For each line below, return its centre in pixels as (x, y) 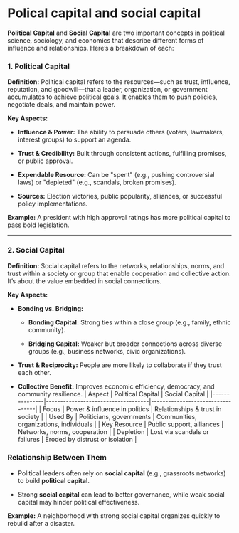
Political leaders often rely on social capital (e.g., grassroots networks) (122, 473)
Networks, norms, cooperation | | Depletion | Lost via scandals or (113, 431)
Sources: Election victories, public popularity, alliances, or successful (120, 196)
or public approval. (45, 161)
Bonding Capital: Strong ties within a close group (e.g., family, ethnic (129, 322)
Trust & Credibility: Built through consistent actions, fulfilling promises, (122, 154)
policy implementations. (53, 204)
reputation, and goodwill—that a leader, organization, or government (107, 90)
